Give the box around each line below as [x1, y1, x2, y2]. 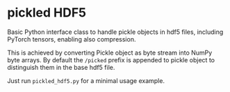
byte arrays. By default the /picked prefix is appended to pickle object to [7, 55, 215, 64]
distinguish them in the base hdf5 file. [7, 63, 115, 71]
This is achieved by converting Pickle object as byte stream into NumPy [7, 48, 213, 57]
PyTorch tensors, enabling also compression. [7, 35, 136, 43]
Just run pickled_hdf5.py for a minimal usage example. [7, 76, 165, 84]
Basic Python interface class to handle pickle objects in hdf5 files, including [7, 28, 224, 36]
